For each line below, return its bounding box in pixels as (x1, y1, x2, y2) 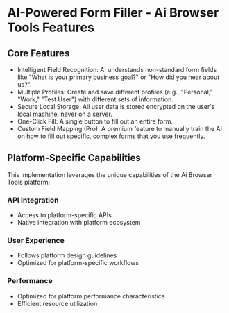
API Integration (7, 195, 59, 205)
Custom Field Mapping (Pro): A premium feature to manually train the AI (17, 125, 222, 133)
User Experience (7, 236, 65, 246)
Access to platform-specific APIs (17, 211, 112, 219)
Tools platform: (7, 178, 51, 186)
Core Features (7, 47, 70, 59)
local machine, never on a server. (17, 110, 112, 118)
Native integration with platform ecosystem (17, 219, 141, 227)
